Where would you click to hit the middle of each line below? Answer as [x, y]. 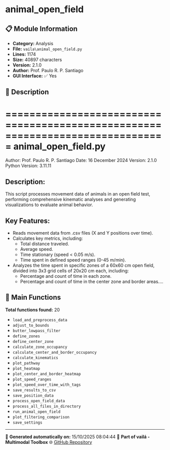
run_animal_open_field [36, 412]
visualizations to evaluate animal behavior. [49, 205]
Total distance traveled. [45, 244]
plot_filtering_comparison [41, 417]
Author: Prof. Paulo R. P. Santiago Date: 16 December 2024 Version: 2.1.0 [81, 160]
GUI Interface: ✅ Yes [35, 76]
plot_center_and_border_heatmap [47, 374]
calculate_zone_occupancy [40, 347]
